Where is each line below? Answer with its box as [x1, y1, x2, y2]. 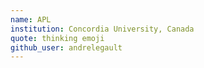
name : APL [10, 14, 52, 25]
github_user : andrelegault [10, 42, 123, 53]
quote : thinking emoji [10, 33, 105, 43]
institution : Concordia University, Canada [10, 24, 195, 34]
